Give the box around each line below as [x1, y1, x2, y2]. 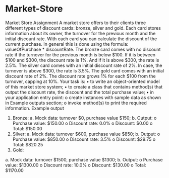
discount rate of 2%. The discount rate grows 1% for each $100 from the [5, 73, 156, 79]
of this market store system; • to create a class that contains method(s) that [5, 83, 163, 90]
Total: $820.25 [12, 141, 43, 147]
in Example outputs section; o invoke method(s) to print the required [5, 100, 147, 106]
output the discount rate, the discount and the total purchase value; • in [5, 89, 154, 95]
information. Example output [5, 105, 64, 111]
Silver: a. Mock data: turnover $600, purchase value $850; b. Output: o [12, 131, 160, 137]
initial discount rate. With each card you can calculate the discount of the [5, 36, 157, 42]
